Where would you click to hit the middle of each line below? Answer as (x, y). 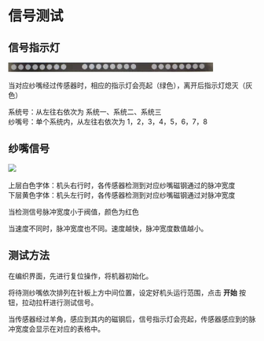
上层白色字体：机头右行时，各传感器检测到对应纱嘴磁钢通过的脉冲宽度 (122, 185)
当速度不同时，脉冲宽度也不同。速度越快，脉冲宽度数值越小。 (108, 228)
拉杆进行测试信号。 (66, 302)
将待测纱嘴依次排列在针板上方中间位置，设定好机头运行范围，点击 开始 (123, 292)
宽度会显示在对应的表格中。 (59, 328)
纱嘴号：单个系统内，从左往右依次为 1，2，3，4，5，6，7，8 (108, 122)
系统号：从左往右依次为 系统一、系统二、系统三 (85, 112)
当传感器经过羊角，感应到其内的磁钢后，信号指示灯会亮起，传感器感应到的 (128, 319)
